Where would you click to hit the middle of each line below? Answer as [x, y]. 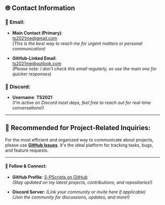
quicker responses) [32, 74]
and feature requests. [27, 150]
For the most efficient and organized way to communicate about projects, [79, 139]
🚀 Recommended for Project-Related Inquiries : [78, 128]
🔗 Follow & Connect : [26, 166]
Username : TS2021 [32, 97]
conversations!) [28, 107]
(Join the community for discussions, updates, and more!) [71, 197]
